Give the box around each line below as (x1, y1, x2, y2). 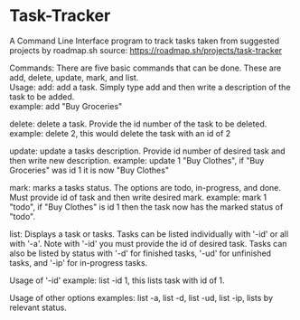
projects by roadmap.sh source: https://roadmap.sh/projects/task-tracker (9, 44, 283, 55)
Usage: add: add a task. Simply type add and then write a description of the (9, 81, 291, 92)
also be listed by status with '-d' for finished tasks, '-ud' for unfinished (9, 248, 272, 259)
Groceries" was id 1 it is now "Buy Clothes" (9, 165, 170, 175)
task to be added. (9, 91, 75, 102)
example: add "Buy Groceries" (9, 100, 123, 111)
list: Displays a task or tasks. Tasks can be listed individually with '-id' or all (9, 228, 289, 240)
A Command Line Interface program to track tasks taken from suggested (9, 35, 280, 46)
